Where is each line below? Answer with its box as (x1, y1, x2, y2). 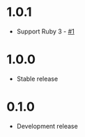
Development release (16, 122, 78, 130)
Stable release (16, 74, 59, 83)
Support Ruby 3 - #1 (16, 27, 75, 35)
